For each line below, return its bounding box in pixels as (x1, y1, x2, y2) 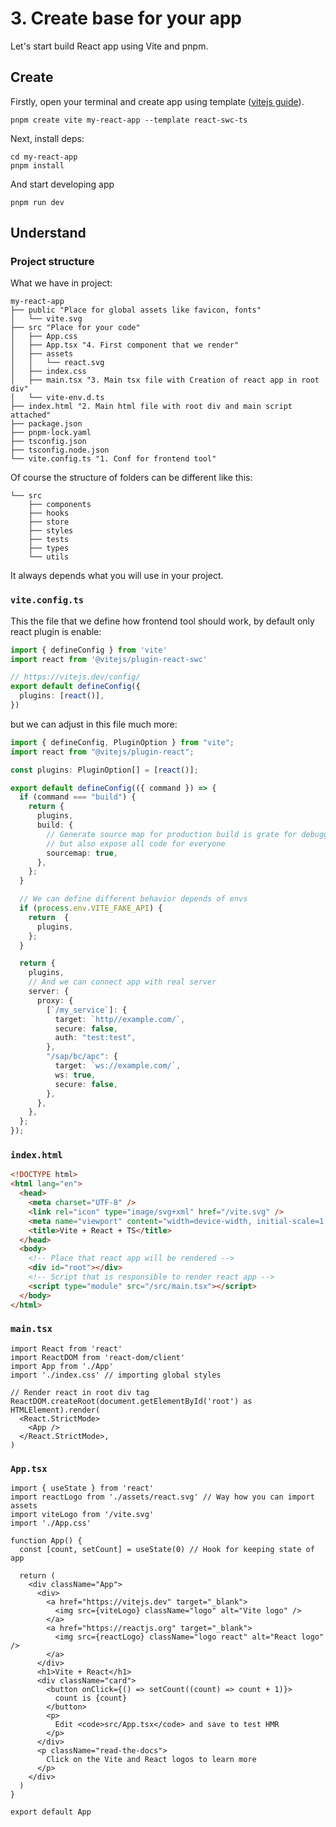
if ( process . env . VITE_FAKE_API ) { (19, 903, 163, 914)
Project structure (10, 255, 95, 269)
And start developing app (10, 178, 115, 190)
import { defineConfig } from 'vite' (10, 645, 168, 655)
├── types (28, 543, 70, 554)
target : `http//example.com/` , (54, 1014, 186, 1024)
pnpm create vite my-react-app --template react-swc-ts (10, 115, 248, 125)
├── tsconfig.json (10, 437, 87, 447)
